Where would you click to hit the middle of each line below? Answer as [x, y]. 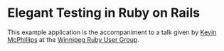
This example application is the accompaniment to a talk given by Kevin [112, 32]
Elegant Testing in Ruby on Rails [104, 13]
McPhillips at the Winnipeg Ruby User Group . [74, 39]
